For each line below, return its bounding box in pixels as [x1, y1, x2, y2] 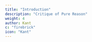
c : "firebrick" [5, 25, 36, 30]
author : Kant [5, 20, 31, 26]
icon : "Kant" [5, 29, 31, 34]
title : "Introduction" [5, 7, 51, 12]
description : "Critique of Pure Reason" [5, 12, 88, 16]
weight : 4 [5, 16, 25, 21]
